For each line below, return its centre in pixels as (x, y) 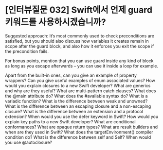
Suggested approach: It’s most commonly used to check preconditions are (80, 36)
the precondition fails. (27, 51)
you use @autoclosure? (29, 142)
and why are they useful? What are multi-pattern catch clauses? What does (81, 91)
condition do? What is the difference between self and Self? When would (78, 137)
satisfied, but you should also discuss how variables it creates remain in (77, 41)
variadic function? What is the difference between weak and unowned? (76, 101)
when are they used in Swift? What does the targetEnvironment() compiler (79, 132)
